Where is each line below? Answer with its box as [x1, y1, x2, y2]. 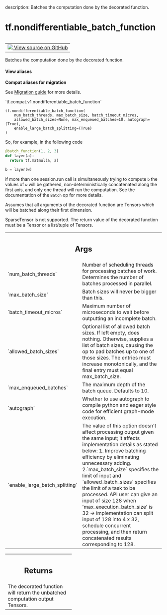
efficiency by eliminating [82, 454, 139, 461]
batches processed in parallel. [82, 280, 153, 287]
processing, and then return [82, 529, 148, 536]
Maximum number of [82, 303, 131, 309]
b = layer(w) [5, 167, 32, 172]
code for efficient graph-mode [82, 408, 154, 415]
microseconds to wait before [82, 309, 149, 316]
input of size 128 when [82, 497, 137, 504]
